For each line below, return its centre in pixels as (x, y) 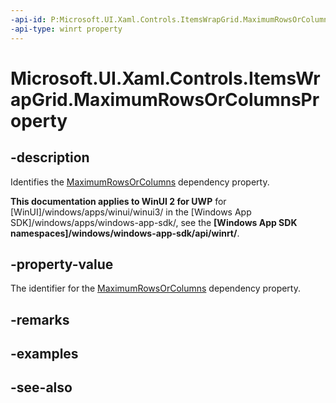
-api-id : (28, 19)
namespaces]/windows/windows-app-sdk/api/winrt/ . (125, 233)
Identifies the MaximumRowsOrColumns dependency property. (140, 182)
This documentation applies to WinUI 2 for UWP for (118, 201)
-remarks (40, 319)
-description (50, 157)
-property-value (62, 264)
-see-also (41, 387)
